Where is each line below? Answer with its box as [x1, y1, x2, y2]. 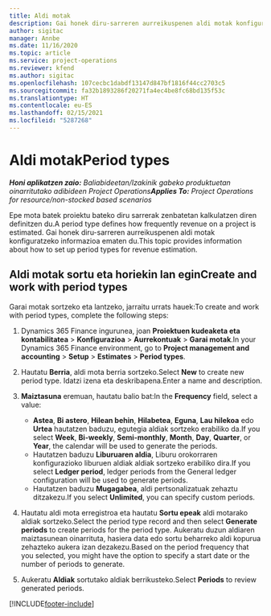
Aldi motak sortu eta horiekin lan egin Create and [9, 268, 257, 281]
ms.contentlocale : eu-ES [9, 101, 92, 109]
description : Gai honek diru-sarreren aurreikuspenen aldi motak [9, 19, 232, 27]
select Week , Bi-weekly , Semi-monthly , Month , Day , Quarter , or [32, 432, 252, 442]
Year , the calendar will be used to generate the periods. [32, 441, 218, 450]
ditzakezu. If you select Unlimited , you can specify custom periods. [32, 492, 256, 502]
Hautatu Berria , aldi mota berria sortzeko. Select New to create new [20, 367, 244, 376]
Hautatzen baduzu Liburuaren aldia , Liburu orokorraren [32, 450, 218, 459]
